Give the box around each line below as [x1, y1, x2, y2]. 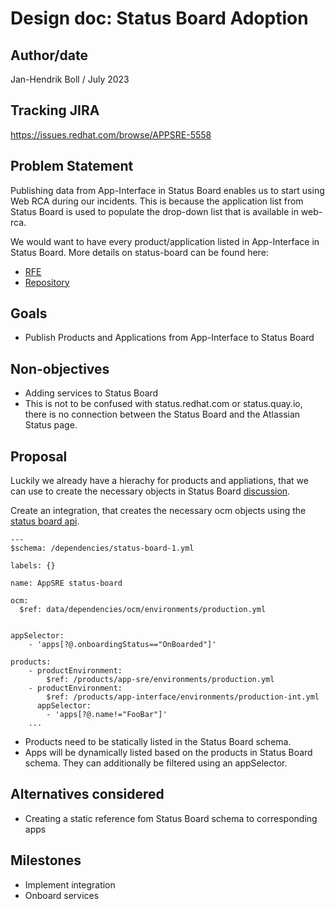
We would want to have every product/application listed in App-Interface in [10, 235, 320, 247]
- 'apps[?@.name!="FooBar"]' [46, 710, 168, 720]
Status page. [24, 419, 78, 431]
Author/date [10, 47, 88, 64]
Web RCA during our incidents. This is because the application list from [10, 195, 304, 207]
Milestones [10, 852, 82, 869]
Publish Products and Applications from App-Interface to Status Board [24, 332, 315, 344]
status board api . [10, 515, 80, 527]
